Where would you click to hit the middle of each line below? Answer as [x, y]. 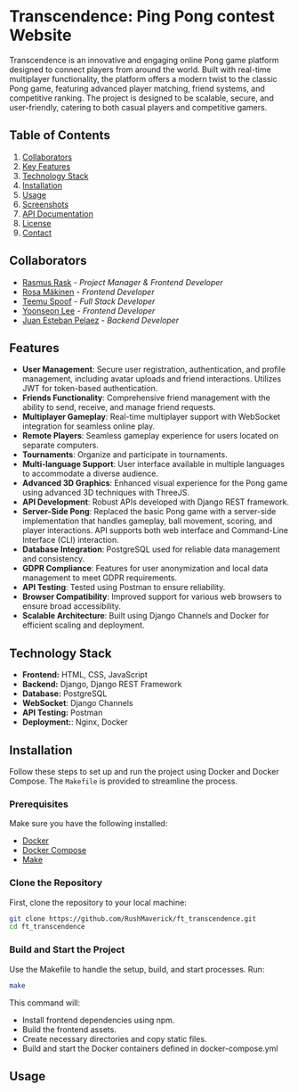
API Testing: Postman [62, 713]
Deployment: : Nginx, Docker [75, 722]
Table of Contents [60, 135]
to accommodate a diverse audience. [90, 473]
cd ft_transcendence [48, 927]
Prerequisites [39, 804]
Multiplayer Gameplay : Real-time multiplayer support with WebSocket [151, 417]
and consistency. [53, 559]
